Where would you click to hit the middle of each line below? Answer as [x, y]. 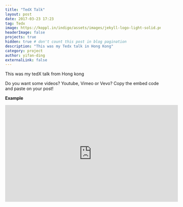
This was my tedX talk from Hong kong [45, 74]
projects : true [21, 37]
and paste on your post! [29, 89]
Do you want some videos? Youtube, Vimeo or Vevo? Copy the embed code [82, 84]
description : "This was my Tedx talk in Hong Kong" [59, 46]
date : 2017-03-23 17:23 [30, 19]
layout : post [18, 14]
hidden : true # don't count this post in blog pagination [66, 42]
